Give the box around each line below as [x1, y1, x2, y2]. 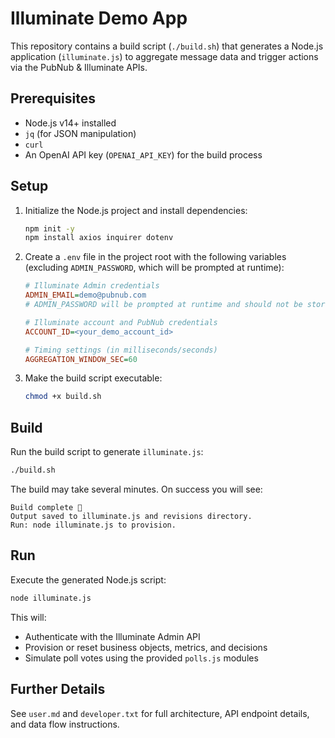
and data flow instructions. [10, 718, 120, 730]
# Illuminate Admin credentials [24, 281, 160, 291]
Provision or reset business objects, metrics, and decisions [24, 641, 268, 653]
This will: [10, 611, 47, 623]
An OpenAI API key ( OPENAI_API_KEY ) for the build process [24, 148, 263, 161]
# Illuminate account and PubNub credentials [24, 317, 218, 327]
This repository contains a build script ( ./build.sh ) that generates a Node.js [10, 40, 324, 52]
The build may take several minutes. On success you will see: [10, 483, 263, 495]
